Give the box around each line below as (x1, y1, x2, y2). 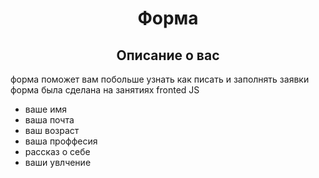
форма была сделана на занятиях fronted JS (10, 84, 200, 96)
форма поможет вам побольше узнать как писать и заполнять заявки (10, 73, 310, 85)
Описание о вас (116, 47, 220, 64)
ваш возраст (24, 125, 80, 136)
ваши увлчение (24, 157, 92, 168)
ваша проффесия (24, 135, 98, 147)
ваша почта (24, 114, 75, 126)
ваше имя (24, 103, 67, 115)
